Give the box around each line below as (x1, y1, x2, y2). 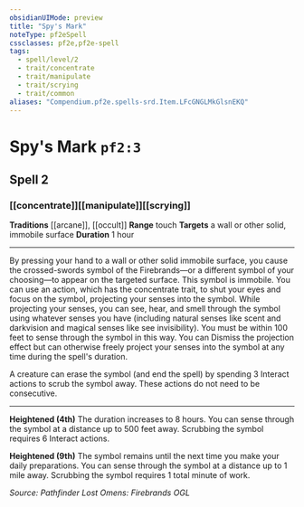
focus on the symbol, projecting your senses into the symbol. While (9, 294, 261, 305)
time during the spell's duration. (9, 352, 128, 362)
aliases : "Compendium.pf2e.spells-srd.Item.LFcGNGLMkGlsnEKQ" (9, 97, 249, 107)
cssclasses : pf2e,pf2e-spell (9, 38, 119, 48)
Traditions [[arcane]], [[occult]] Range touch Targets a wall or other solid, (9, 220, 287, 230)
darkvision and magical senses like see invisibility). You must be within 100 (9, 323, 288, 333)
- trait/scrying (17, 80, 79, 89)
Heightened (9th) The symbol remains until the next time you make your (9, 451, 280, 462)
